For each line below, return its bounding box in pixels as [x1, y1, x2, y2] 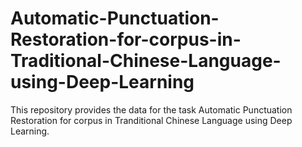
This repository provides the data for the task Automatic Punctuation [10, 103, 293, 116]
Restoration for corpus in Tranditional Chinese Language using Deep [10, 114, 293, 126]
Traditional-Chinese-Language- [10, 50, 282, 72]
